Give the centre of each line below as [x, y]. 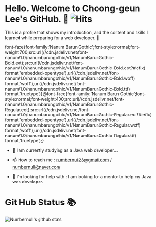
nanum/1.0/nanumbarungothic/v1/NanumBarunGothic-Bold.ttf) [68, 89]
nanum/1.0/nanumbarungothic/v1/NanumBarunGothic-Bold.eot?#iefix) [75, 68]
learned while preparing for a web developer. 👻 [52, 38]
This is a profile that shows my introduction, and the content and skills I [77, 32]
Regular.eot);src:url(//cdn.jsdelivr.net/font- [48, 109]
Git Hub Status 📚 [41, 202]
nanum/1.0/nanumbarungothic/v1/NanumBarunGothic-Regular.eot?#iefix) [78, 114]
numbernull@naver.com [36, 167]
